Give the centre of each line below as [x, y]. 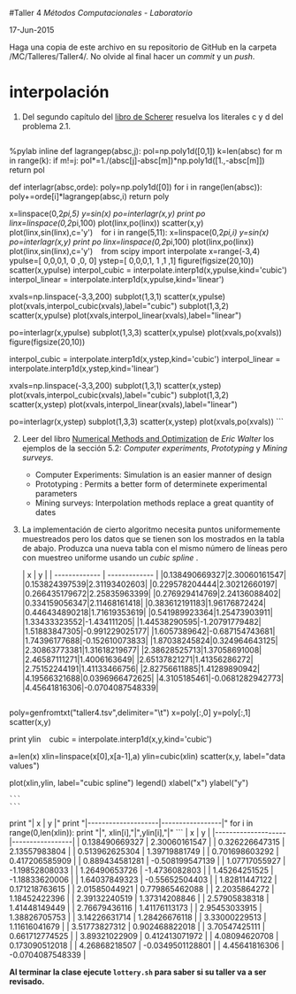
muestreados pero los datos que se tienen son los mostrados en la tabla [153, 538]
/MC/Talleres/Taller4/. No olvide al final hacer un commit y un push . [132, 56]
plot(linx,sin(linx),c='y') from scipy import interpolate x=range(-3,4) [135, 250]
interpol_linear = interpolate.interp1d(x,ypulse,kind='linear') [117, 279]
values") [24, 766]
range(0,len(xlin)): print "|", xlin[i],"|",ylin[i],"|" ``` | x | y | [110, 832]
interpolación [59, 92]
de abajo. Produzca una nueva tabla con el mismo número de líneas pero [155, 548]
